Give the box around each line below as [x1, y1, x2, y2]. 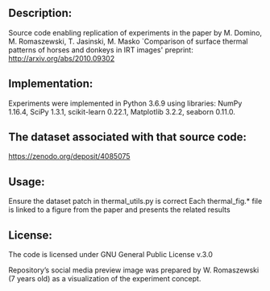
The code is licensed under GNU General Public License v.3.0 [8, 250, 214, 260]
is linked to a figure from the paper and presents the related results [8, 205, 231, 214]
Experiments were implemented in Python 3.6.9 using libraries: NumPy [8, 98, 243, 108]
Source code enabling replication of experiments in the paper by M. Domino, [8, 27, 263, 37]
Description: [8, 6, 73, 20]
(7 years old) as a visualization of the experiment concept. [8, 274, 201, 284]
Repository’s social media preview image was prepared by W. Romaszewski [8, 265, 260, 275]
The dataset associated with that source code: [8, 131, 247, 144]
